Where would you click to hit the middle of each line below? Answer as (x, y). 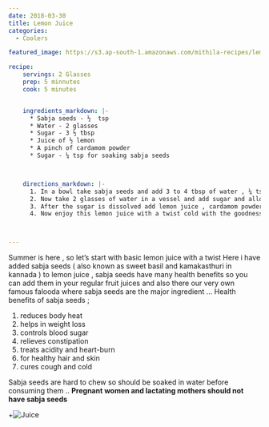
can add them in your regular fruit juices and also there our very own (121, 283)
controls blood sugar (54, 332)
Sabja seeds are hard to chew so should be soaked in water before (118, 382)
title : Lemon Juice (41, 23)
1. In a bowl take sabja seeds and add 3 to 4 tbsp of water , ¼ (141, 191)
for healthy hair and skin (60, 358)
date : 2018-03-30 (37, 16)
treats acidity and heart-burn (68, 350)
